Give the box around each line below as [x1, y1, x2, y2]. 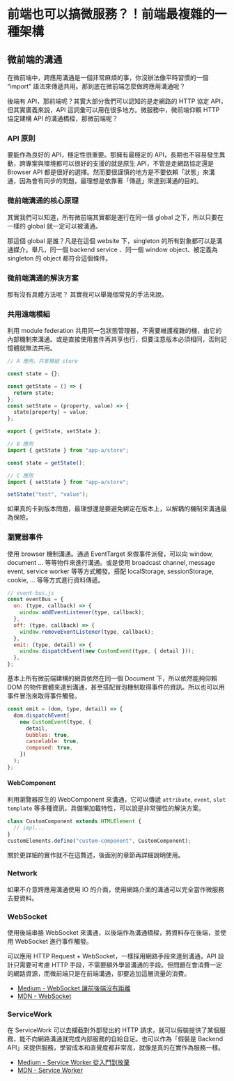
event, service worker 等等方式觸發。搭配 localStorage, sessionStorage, [7, 567, 214, 575]
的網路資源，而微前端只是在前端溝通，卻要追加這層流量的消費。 [7, 970, 190, 978]
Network [7, 869, 38, 878]
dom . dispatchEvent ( [13, 712, 70, 719]
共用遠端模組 [7, 309, 51, 319]
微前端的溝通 [7, 54, 63, 65]
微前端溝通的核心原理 [7, 196, 79, 205]
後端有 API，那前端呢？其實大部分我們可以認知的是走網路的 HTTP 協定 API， [7, 97, 227, 105]
